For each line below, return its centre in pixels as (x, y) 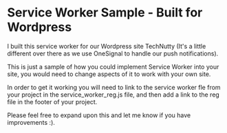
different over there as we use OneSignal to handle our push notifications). (113, 53)
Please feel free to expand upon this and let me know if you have (99, 115)
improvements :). (31, 122)
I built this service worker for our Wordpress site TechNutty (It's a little (107, 46)
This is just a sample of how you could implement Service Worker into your (113, 66)
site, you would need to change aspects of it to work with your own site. (109, 74)
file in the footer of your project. (52, 101)
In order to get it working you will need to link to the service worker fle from (114, 87)
